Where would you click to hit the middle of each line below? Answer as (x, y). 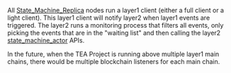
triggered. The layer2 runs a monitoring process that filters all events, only (115, 25)
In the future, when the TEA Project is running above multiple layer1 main (113, 54)
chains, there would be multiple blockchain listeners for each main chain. (114, 62)
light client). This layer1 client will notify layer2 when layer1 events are (109, 18)
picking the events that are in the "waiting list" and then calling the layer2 (114, 33)
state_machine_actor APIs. (46, 40)
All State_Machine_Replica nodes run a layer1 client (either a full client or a (116, 10)
